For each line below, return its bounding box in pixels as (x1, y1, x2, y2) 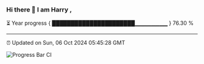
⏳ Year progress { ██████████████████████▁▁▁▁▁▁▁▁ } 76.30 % (6, 19, 194, 27)
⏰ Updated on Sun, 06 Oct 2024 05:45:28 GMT (6, 39, 126, 46)
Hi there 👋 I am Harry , (6, 5, 72, 14)
